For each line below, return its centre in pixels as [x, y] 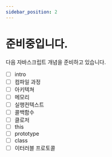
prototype [27, 134]
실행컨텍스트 [29, 105]
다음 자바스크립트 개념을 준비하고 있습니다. [56, 62]
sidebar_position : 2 [32, 12]
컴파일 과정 [28, 82]
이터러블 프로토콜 [35, 148]
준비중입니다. [37, 44]
